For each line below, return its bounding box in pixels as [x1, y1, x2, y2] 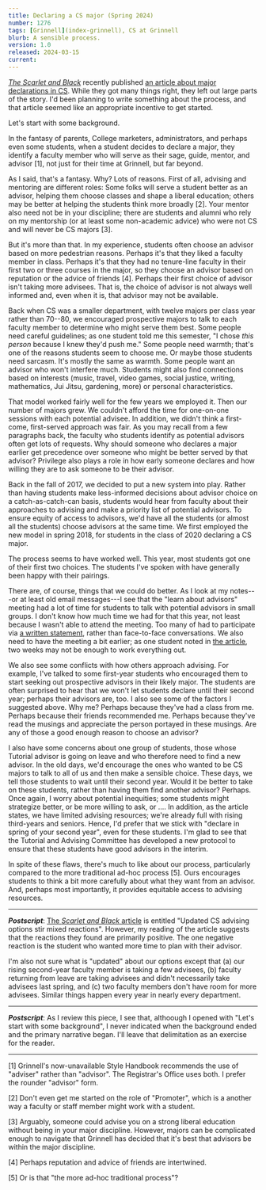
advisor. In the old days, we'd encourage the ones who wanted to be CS [8, 760, 243, 769]
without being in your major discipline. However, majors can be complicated [8, 1125, 256, 1135]
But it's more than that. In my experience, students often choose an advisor [8, 239, 254, 250]
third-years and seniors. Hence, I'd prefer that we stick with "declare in [8, 818, 240, 828]
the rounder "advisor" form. [8, 1077, 99, 1087]
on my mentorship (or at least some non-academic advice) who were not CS [8, 215, 257, 226]
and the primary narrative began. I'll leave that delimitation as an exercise [8, 1029, 248, 1039]
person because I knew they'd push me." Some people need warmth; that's [8, 339, 254, 349]
